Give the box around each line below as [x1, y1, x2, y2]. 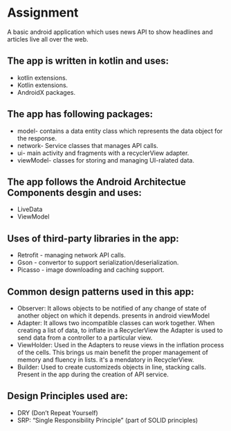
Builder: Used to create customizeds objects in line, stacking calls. [17, 363, 206, 371]
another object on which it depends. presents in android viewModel [17, 311, 210, 320]
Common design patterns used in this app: [7, 286, 195, 297]
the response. [17, 134, 57, 143]
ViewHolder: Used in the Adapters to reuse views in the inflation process [17, 341, 225, 349]
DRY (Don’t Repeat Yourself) [17, 408, 98, 416]
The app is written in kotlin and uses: [7, 55, 169, 67]
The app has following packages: [7, 109, 154, 120]
